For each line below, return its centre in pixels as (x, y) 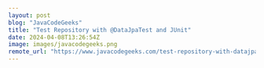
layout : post (29, 15)
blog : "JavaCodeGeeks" (45, 23)
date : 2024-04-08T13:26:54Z (54, 37)
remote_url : (27, 52)
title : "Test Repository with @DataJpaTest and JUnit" (100, 30)
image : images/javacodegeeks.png (63, 45)
